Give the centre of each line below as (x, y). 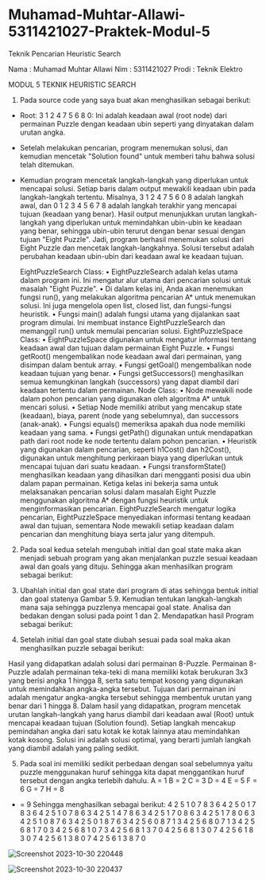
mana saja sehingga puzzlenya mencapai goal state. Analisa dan (125, 607)
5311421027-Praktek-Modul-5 (109, 31)
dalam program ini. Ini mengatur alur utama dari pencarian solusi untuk (135, 280)
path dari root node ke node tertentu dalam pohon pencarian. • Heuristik (138, 440)
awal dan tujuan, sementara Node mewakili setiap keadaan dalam (127, 525)
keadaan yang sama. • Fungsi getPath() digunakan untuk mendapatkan (136, 433)
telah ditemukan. (47, 164)
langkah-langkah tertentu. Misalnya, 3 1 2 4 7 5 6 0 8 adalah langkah (131, 197)
